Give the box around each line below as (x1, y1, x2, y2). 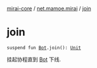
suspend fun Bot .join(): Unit (7, 45, 82, 50)
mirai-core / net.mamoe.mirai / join (7, 5, 91, 12)
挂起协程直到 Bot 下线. (7, 56, 62, 63)
